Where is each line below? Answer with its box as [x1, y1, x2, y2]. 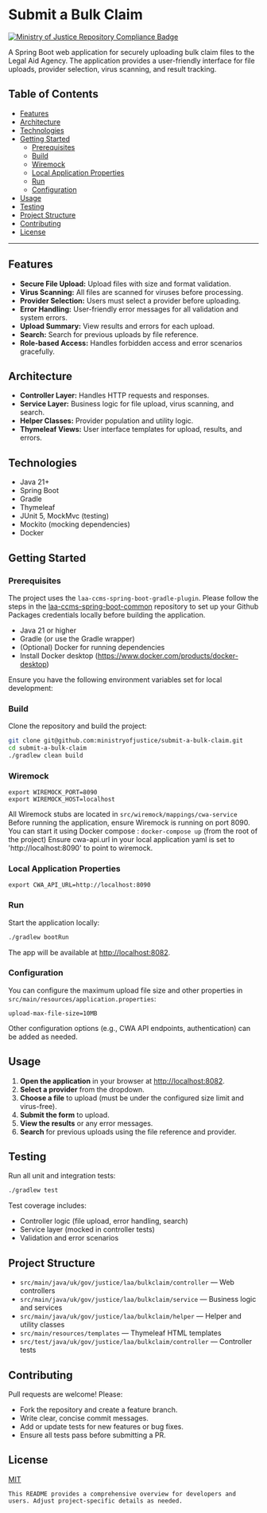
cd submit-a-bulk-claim [8, 744, 87, 752]
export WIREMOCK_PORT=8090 [8, 789, 98, 797]
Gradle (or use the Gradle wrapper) [19, 633, 135, 643]
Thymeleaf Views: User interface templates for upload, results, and [19, 425, 242, 434]
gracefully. [19, 347, 56, 356]
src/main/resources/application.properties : [8, 994, 157, 1003]
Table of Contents [8, 88, 99, 101]
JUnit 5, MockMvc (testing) [19, 512, 110, 521]
